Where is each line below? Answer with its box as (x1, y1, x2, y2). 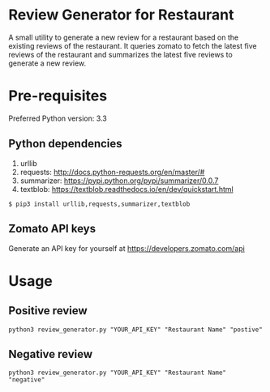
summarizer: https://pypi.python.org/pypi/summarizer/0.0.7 (19, 176, 219, 185)
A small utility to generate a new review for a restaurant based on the (8, 32, 239, 42)
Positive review (8, 304, 88, 317)
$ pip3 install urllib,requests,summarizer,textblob (8, 200, 191, 208)
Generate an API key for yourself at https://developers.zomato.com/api (8, 243, 245, 253)
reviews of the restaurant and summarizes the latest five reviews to (8, 49, 233, 59)
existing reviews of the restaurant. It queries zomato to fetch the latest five (8, 40, 257, 50)
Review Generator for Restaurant (8, 6, 234, 24)
